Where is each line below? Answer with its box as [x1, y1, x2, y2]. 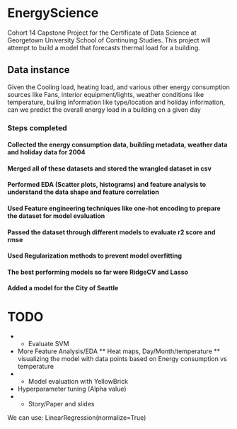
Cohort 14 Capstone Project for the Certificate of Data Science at [7, 28, 197, 37]
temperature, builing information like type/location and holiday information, [7, 98, 225, 106]
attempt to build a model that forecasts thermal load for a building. [7, 43, 200, 52]
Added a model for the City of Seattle [7, 284, 119, 292]
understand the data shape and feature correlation [7, 188, 159, 196]
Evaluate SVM [28, 340, 69, 348]
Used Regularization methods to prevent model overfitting [7, 251, 183, 260]
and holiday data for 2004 [7, 148, 86, 156]
